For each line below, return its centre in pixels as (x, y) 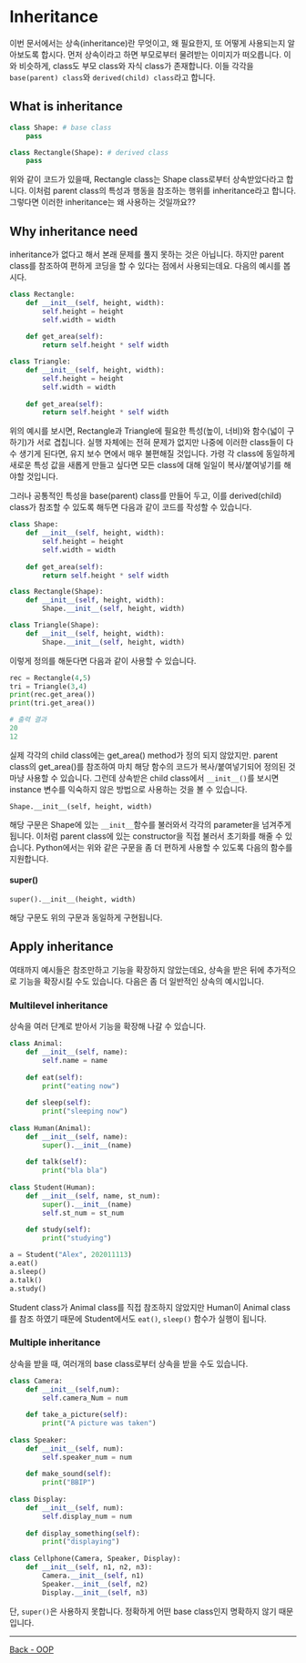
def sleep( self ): (59, 1103)
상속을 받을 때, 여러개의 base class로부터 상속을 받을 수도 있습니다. (129, 1363)
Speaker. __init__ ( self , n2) (95, 1584)
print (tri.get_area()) (52, 703)
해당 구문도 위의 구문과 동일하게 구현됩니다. (86, 918)
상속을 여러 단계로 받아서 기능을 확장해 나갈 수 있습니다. (108, 1026)
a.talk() (26, 1280)
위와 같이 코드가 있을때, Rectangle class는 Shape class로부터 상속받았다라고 (147, 179)
